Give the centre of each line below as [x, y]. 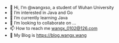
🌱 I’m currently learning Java [39, 18]
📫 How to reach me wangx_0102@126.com [54, 28]
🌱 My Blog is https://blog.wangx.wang [48, 35]
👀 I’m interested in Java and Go [41, 13]
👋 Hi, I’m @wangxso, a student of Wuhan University [62, 7]
